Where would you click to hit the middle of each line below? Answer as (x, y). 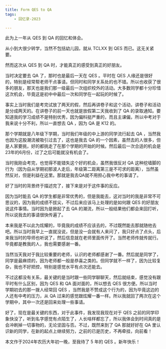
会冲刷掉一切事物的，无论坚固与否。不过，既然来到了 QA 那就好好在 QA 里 (81, 325)
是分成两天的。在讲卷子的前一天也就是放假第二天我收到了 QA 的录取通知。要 (83, 111)
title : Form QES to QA (28, 10)
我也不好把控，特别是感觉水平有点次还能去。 (59, 267)
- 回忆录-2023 (27, 19)
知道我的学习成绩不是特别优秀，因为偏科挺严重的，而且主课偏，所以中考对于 (83, 117)
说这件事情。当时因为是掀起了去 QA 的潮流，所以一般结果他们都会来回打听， (83, 209)
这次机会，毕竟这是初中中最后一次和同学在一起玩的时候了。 (66, 94)
